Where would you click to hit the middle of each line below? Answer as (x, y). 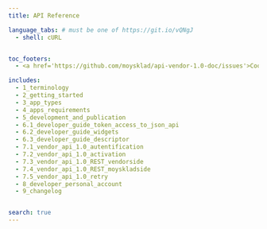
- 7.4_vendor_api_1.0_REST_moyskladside (83, 169)
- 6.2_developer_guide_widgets (67, 132)
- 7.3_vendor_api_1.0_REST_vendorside (80, 161)
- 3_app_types (39, 103)
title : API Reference (44, 16)
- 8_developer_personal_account (69, 184)
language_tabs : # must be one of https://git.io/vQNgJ (101, 30)
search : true (30, 213)
